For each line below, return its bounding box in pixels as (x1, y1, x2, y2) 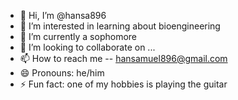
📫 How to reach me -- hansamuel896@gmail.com (19, 53, 228, 64)
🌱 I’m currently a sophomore (19, 31, 138, 42)
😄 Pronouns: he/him (19, 67, 105, 79)
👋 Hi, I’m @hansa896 (19, 10, 107, 21)
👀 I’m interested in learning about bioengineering (19, 20, 221, 32)
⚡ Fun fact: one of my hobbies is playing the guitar (19, 78, 228, 90)
